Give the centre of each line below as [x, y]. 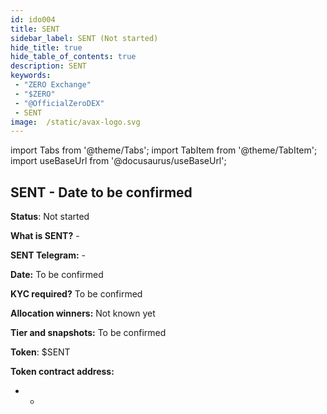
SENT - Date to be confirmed [101, 192]
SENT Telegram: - [48, 255]
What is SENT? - [45, 236]
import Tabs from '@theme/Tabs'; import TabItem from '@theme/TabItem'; [164, 150]
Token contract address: [62, 372]
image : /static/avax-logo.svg [75, 122]
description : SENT [48, 66]
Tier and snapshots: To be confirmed [88, 333]
